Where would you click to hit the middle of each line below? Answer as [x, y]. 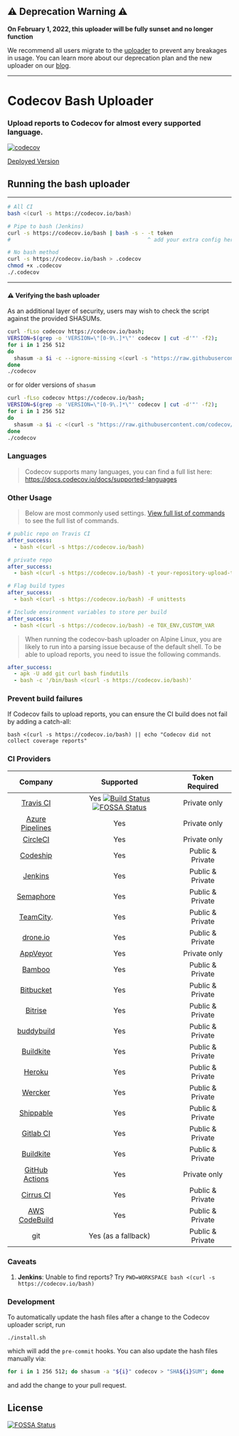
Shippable [36, 1112]
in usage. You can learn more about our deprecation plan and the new [110, 58]
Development [31, 1301]
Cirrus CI [36, 1194]
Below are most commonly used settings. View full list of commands [125, 513]
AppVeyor [36, 953]
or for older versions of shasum [52, 385]
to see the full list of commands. [72, 521]
